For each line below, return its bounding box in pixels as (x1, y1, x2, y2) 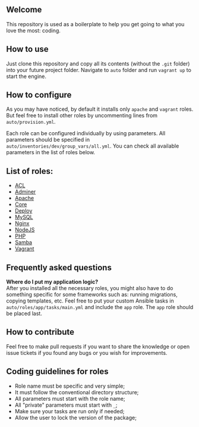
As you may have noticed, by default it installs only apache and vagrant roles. (6, 105, 194, 113)
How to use (6, 44, 49, 54)
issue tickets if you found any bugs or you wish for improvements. (6, 349, 168, 356)
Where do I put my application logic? (6, 278, 99, 285)
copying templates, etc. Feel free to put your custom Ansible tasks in (6, 297, 174, 304)
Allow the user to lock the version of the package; (14, 414, 137, 421)
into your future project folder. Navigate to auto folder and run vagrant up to (6, 66, 192, 73)
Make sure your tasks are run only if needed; (14, 407, 125, 414)
